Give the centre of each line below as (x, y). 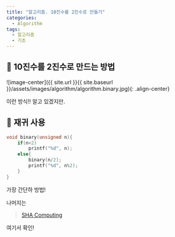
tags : (13, 29)
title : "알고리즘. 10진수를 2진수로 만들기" (56, 12)
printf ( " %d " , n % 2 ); (53, 166)
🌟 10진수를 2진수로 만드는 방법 (61, 67)
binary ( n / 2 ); (45, 160)
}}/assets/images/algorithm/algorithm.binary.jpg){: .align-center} (88, 88)
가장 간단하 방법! (26, 189)
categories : (21, 18)
